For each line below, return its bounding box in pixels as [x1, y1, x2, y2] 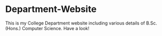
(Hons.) [5, 25, 21, 31]
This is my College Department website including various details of [5, 20, 145, 26]
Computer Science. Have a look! [22, 25, 90, 31]
